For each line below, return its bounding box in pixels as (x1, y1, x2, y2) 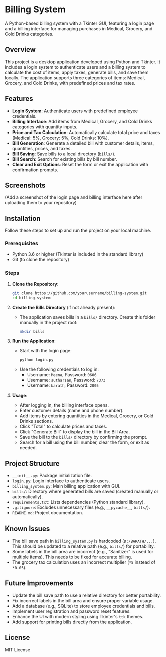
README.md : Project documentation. (12, 510, 83, 516)
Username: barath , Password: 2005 (27, 382, 99, 388)
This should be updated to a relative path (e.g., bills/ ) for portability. (12, 543, 155, 549)
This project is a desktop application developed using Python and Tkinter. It (5, 59, 161, 65)
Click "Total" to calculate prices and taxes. (19, 423, 107, 430)
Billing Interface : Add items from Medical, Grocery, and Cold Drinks (12, 118, 152, 124)
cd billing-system (12, 295, 51, 300)
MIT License (5, 646, 31, 653)
